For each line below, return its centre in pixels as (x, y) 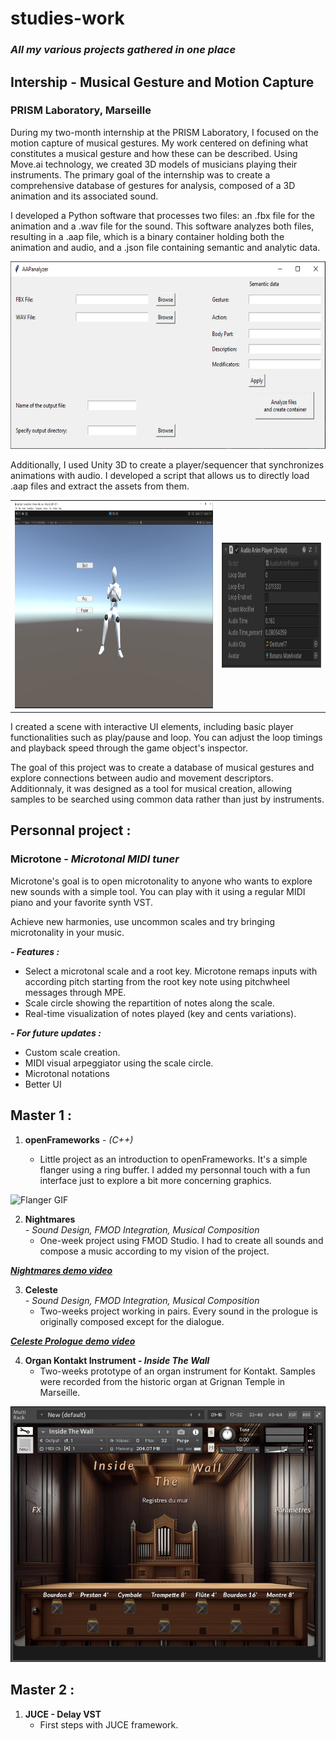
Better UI (43, 1084)
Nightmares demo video (61, 1270)
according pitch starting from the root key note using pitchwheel (157, 981)
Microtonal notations (67, 1073)
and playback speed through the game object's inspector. (129, 748)
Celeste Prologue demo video (73, 1341)
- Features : (35, 951)
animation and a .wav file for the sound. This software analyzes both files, (162, 226)
